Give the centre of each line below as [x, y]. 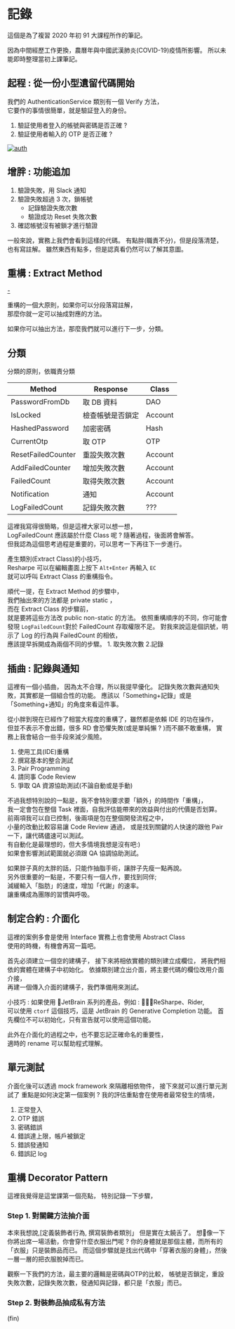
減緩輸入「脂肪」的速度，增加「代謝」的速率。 [75, 886]
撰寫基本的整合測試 [45, 760]
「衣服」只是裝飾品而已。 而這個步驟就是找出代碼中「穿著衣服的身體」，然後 [117, 1250]
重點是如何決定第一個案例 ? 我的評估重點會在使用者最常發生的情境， [120, 1094]
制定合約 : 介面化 [43, 919]
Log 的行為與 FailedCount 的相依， [71, 635]
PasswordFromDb [40, 402]
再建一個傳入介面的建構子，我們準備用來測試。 [75, 987]
